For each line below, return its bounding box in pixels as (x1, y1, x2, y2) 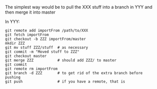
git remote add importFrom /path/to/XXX (5, 28, 89, 33)
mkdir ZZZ (5, 41, 25, 46)
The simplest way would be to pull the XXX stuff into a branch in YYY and (5, 4, 153, 10)
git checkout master (5, 53, 47, 58)
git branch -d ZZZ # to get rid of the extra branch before (5, 71, 143, 75)
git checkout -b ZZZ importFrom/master (5, 36, 86, 41)
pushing (5, 75, 21, 80)
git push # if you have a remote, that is (5, 79, 125, 84)
